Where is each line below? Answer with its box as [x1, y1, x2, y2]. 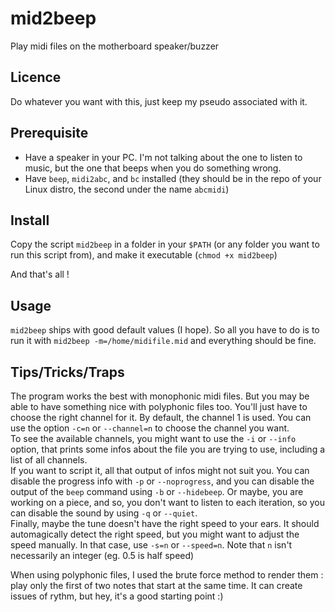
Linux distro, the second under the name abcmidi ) [24, 183, 230, 195]
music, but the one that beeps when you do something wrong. [24, 162, 282, 174]
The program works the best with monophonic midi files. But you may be [10, 390, 310, 402]
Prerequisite [10, 125, 89, 142]
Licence [10, 69, 62, 86]
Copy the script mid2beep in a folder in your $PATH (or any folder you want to [10, 238, 320, 251]
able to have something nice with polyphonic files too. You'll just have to [10, 401, 308, 412]
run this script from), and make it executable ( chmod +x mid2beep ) [10, 249, 278, 261]
